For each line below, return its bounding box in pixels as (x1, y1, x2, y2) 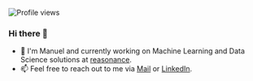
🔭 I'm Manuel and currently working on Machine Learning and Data (20, 46, 246, 56)
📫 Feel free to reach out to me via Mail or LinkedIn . (20, 64, 193, 74)
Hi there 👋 (8, 28, 49, 39)
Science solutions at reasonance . (20, 55, 133, 65)
